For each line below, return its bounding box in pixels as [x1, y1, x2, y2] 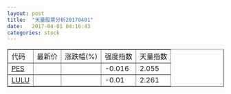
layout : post [7, 10, 45, 17]
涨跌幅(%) [64, 52, 98, 62]
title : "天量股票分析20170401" [7, 16, 94, 23]
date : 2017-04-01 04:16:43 [7, 23, 91, 30]
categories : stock [7, 29, 60, 36]
